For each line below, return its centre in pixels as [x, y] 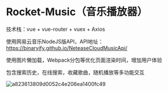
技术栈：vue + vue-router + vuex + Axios [56, 29]
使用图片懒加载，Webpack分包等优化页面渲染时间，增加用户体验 [84, 60]
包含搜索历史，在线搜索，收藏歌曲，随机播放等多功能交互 [75, 72]
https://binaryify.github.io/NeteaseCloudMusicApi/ [67, 48]
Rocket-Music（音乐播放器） [77, 12]
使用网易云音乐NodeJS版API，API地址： [55, 41]
